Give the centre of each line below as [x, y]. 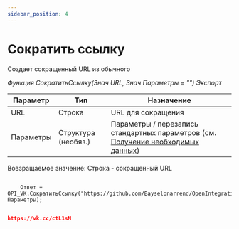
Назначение [169, 100]
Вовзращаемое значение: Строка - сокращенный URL [90, 168]
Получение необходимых [155, 142]
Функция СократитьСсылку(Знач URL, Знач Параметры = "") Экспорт [115, 82]
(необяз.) [74, 142]
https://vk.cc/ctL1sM [39, 218]
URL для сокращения [147, 112]
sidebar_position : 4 [38, 14]
